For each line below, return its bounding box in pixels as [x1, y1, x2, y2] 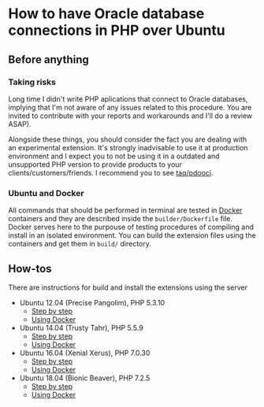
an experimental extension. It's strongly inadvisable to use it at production [8, 142, 248, 152]
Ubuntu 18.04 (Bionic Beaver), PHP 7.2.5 [19, 373, 151, 383]
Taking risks [8, 76, 57, 87]
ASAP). [8, 119, 32, 128]
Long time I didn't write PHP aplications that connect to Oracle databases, [8, 94, 248, 103]
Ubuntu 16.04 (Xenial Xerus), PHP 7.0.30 [19, 348, 151, 357]
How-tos [8, 261, 53, 276]
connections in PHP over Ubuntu [8, 21, 226, 39]
